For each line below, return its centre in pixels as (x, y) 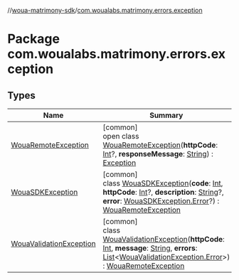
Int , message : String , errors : (150, 248)
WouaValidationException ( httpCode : (164, 239)
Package (34, 39)
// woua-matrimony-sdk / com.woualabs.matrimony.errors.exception (105, 10)
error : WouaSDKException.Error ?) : (161, 201)
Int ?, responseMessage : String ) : (158, 154)
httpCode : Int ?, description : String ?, (163, 192)
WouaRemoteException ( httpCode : (160, 145)
